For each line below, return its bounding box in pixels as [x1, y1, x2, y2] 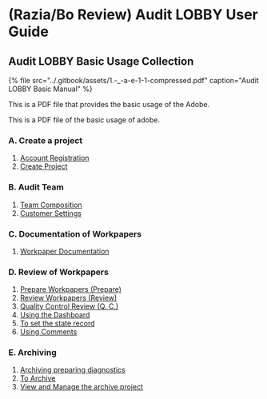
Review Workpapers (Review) [19, 293, 118, 303]
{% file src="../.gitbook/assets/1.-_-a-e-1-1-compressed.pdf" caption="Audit [8, 76, 259, 85]
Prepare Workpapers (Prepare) [19, 285, 122, 294]
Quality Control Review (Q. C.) [19, 301, 119, 311]
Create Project [19, 162, 68, 171]
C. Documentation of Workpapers [8, 228, 142, 239]
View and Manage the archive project [19, 382, 144, 392]
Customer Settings [19, 208, 82, 217]
